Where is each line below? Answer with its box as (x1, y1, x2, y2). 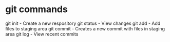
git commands (5, 4, 68, 15)
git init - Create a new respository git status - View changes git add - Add (5, 20, 161, 26)
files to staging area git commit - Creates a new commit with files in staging (5, 25, 165, 31)
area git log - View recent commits (5, 31, 79, 37)
